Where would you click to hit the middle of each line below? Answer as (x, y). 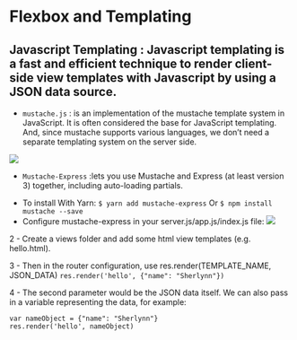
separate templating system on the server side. (109, 142)
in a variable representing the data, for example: (98, 302)
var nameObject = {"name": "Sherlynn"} (84, 318)
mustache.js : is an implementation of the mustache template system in (153, 113)
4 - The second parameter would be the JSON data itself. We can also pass (149, 292)
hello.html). (30, 248)
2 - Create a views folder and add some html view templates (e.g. (130, 239)
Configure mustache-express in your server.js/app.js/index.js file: (143, 221)
